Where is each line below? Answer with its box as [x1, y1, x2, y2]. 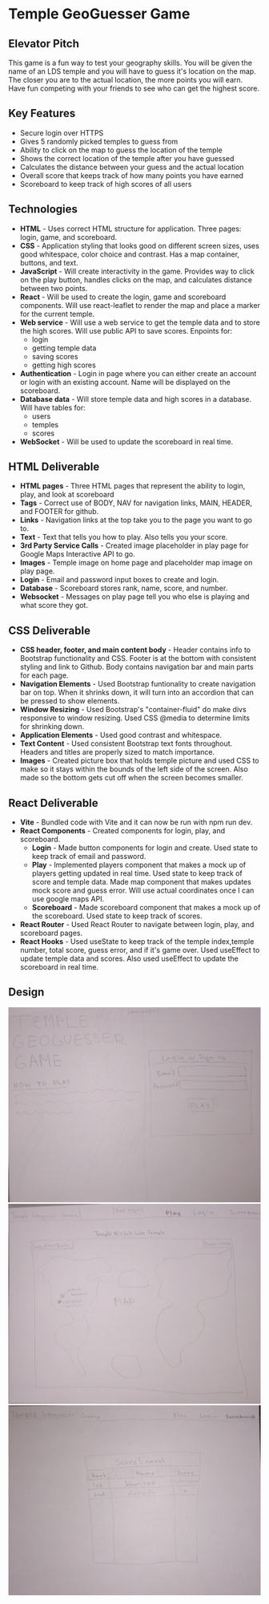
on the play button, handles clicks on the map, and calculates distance [19, 274, 252, 285]
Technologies [8, 202, 78, 217]
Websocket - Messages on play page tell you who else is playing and [19, 592, 250, 601]
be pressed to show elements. [19, 696, 120, 706]
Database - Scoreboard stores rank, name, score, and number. [19, 583, 228, 593]
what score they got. [19, 601, 88, 610]
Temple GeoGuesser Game [8, 5, 191, 23]
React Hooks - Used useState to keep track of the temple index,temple [19, 937, 255, 946]
